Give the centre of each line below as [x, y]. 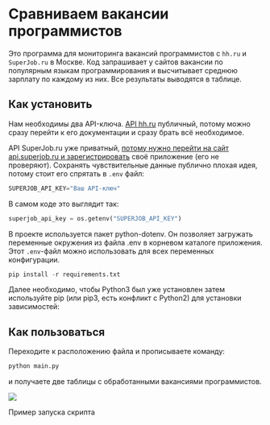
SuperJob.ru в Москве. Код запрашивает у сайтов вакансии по [116, 62]
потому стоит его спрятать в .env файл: [77, 173]
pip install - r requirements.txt [64, 274]
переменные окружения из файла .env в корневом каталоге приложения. [135, 242]
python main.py [34, 366]
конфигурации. [34, 259]
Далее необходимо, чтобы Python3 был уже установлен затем [117, 290]
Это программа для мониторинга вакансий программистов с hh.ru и [128, 53]
